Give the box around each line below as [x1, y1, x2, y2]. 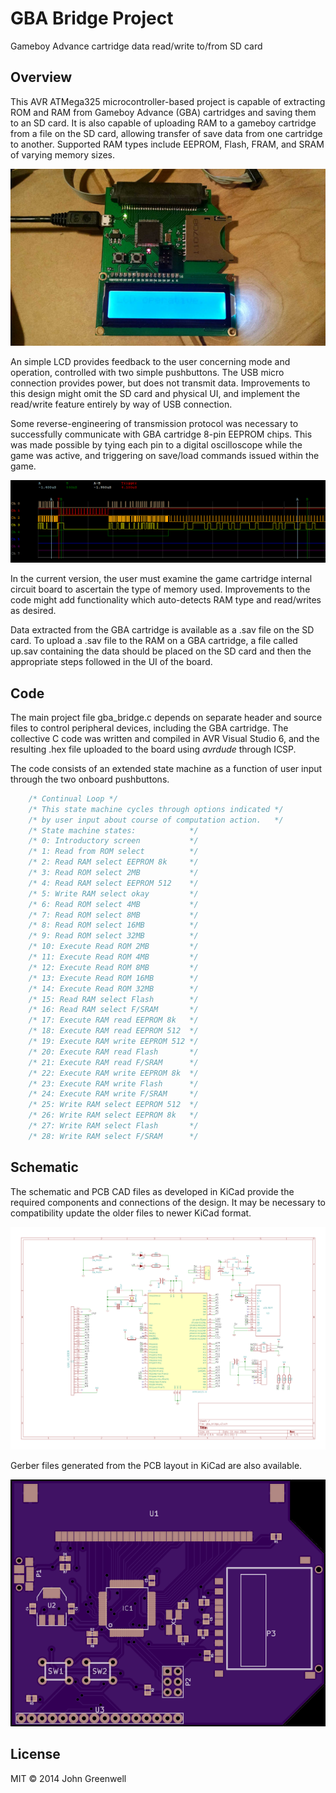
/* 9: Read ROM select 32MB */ [28, 931, 199, 941]
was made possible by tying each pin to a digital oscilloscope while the [10, 439, 303, 451]
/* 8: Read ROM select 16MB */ [28, 920, 199, 931]
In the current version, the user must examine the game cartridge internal [10, 573, 313, 585]
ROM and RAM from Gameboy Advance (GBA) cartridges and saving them [10, 106, 317, 118]
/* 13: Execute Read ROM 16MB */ [28, 973, 199, 983]
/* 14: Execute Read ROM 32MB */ [28, 983, 199, 994]
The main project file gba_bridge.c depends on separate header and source [10, 711, 323, 723]
